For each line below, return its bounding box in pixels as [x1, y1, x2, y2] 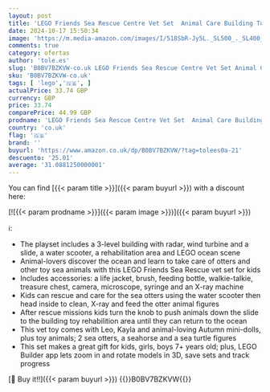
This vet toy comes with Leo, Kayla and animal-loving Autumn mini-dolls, [19, 325, 261, 334]
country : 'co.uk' [8, 124, 67, 132]
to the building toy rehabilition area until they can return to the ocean [19, 316, 247, 326]
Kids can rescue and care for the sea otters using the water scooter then [19, 291, 261, 300]
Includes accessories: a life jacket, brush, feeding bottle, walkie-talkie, [19, 274, 253, 284]
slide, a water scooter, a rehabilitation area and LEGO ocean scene [19, 248, 241, 258]
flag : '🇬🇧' [8, 131, 48, 139]
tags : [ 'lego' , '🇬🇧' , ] [8, 79, 92, 87]
